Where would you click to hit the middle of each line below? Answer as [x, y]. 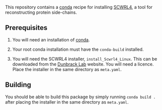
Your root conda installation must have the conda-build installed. [78, 49]
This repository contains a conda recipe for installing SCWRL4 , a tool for [79, 7]
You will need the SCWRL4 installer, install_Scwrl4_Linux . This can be [85, 59]
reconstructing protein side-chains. [41, 12]
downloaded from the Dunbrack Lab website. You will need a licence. [83, 64]
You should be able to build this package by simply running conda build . [81, 97]
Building [18, 85]
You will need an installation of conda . [51, 39]
